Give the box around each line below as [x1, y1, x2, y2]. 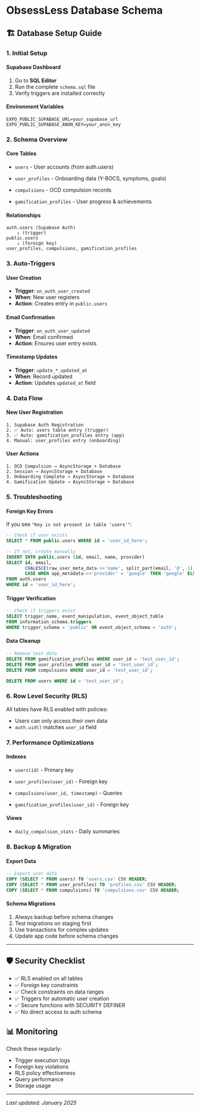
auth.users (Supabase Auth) [6, 225, 76, 231]
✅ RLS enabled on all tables [14, 974, 83, 982]
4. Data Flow [6, 394, 43, 402]
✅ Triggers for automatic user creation [14, 995, 110, 1002]
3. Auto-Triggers [6, 260, 55, 268]
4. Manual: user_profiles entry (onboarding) [6, 437, 121, 444]
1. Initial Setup [6, 49, 48, 57]
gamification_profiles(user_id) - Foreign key [14, 800, 129, 808]
